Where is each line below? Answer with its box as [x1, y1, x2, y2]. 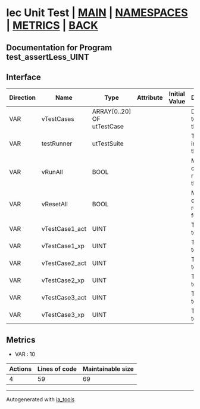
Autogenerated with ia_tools [6, 396, 75, 403]
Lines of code [37, 365, 77, 373]
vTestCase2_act [41, 259, 86, 267]
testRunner [41, 139, 73, 148]
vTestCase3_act [41, 294, 86, 302]
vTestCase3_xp [41, 311, 85, 319]
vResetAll [41, 200, 68, 209]
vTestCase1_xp [41, 242, 85, 251]
